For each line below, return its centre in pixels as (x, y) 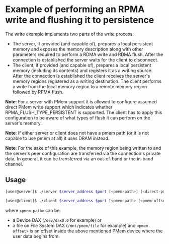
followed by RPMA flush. (38, 92)
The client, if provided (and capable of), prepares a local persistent (82, 65)
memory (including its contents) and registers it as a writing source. (82, 70)
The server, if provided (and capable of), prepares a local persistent (83, 43)
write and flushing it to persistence (80, 20)
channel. (14, 164)
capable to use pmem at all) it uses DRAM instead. (57, 138)
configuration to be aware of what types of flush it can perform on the (78, 117)
